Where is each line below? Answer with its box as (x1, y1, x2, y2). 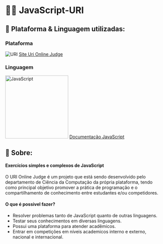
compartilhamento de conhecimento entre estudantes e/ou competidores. (5, 190, 158, 196)
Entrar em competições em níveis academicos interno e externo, (12, 228, 147, 234)
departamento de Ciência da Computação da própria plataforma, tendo (5, 179, 153, 185)
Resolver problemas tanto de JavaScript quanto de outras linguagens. (12, 212, 157, 218)
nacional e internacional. (12, 234, 64, 240)
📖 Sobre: (5, 148, 33, 157)
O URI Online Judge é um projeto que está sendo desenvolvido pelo (5, 173, 146, 179)
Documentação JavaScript (69, 134, 125, 140)
